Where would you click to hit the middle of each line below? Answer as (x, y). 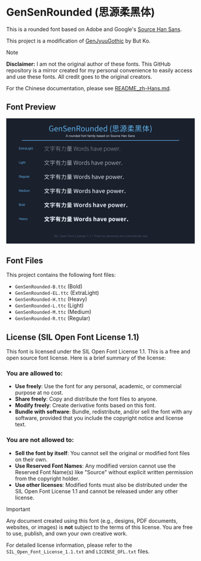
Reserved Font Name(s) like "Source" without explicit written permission (104, 472)
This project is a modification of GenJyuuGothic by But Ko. (78, 41)
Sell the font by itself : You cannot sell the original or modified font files (102, 453)
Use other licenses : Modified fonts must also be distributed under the (101, 484)
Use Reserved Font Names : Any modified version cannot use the (95, 466)
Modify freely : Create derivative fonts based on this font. (86, 405)
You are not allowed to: (40, 440)
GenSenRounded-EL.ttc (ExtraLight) (57, 293)
